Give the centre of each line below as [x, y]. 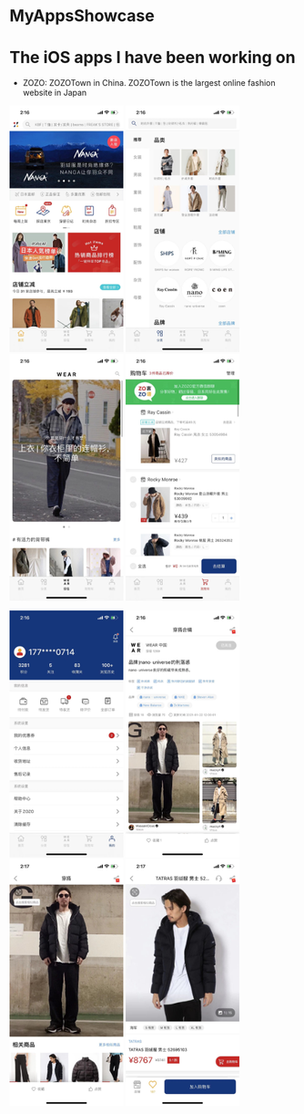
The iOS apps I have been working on [152, 58]
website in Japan [55, 93]
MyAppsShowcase [82, 16]
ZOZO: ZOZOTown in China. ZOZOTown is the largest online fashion [149, 83]
